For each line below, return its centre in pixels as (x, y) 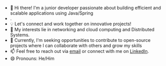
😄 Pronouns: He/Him (32, 58)
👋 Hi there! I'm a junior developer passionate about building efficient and (85, 8)
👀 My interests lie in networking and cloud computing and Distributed (82, 29)
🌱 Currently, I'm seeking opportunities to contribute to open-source (80, 40)
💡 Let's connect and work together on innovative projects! (71, 24)
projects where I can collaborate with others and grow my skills (76, 46)
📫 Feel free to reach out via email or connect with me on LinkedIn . (79, 51)
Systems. (20, 35)
